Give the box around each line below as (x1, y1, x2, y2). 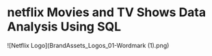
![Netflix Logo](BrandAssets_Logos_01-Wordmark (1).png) (7, 41, 170, 49)
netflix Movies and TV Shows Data (7, 5, 207, 20)
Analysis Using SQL (7, 19, 122, 34)
